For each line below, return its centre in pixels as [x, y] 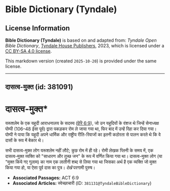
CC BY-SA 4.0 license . [29, 51]
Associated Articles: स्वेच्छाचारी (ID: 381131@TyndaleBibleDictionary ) [82, 183]
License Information [37, 28]
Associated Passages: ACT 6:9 [46, 178]
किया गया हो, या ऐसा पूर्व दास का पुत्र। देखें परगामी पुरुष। [50, 168]
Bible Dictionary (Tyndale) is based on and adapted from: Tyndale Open [81, 40]
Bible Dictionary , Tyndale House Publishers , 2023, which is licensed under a [85, 46]
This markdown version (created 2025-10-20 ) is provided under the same [81, 61]
